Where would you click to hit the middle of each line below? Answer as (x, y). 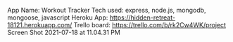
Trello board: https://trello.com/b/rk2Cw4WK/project (150, 25)
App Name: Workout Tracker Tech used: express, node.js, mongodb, (107, 10)
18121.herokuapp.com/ (40, 25)
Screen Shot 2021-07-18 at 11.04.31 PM (64, 32)
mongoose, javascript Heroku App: (58, 17)
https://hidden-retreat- (143, 17)
